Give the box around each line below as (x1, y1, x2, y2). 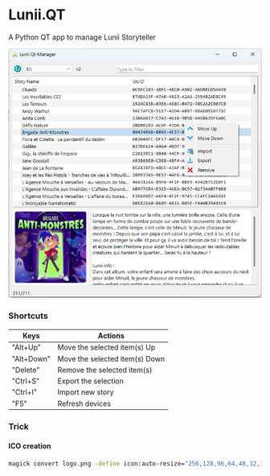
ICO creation (8, 441, 51, 450)
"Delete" (11, 365, 40, 375)
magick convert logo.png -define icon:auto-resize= (8, 460, 185, 468)
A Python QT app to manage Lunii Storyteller (8, 32, 157, 42)
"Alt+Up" (11, 342, 42, 352)
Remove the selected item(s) (57, 365, 153, 375)
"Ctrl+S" (11, 376, 40, 386)
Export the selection (57, 376, 125, 386)
